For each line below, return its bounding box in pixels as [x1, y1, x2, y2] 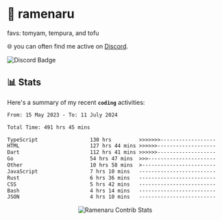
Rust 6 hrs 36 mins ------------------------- [7, 174, 216, 181]
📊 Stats [7, 77, 42, 88]
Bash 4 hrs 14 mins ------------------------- [7, 187, 216, 194]
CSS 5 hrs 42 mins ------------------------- [7, 181, 216, 188]
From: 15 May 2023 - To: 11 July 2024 [7, 111, 118, 119]
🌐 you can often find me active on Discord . [7, 42, 129, 50]
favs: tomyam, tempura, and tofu [7, 29, 99, 37]
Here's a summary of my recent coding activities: [7, 98, 145, 106]
